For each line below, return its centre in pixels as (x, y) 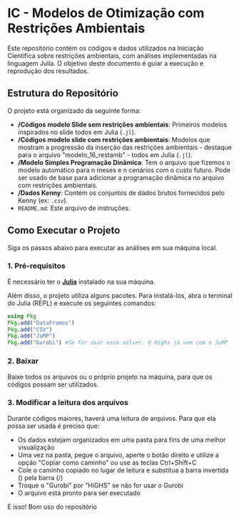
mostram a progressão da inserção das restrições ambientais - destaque (124, 147)
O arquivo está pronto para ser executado (79, 493)
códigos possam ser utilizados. (53, 384)
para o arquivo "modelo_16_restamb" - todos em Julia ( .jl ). (105, 154)
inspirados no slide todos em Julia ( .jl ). (77, 132)
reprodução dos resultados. (48, 71)
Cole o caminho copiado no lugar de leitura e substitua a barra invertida (123, 470)
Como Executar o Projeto (64, 230)
